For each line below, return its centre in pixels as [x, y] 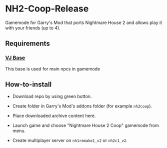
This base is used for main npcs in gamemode [53, 68]
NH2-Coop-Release [47, 9]
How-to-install [28, 85]
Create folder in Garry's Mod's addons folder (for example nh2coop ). [82, 106]
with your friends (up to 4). [33, 27]
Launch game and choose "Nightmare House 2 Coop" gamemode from [85, 125]
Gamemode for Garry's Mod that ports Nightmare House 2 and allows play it [84, 22]
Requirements [27, 44]
